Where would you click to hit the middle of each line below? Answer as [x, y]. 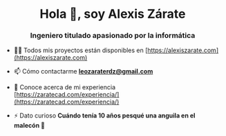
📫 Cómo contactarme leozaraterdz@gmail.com [83, 71]
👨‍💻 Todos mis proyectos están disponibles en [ [81, 50]
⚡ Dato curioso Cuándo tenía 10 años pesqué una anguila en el [104, 115]
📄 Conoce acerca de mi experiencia [65, 87]
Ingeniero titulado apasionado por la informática [113, 36]
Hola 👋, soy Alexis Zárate [113, 14]
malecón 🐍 [29, 126]
